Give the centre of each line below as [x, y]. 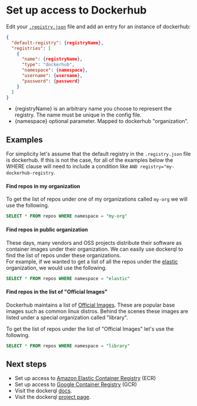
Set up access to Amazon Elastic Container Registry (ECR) [85, 378]
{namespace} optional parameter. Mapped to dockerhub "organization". [101, 121]
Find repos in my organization [43, 186]
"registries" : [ [31, 48]
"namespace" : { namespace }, [55, 70]
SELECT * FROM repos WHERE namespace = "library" [68, 346]
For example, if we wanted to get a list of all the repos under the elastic [92, 261]
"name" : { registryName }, [52, 59]
